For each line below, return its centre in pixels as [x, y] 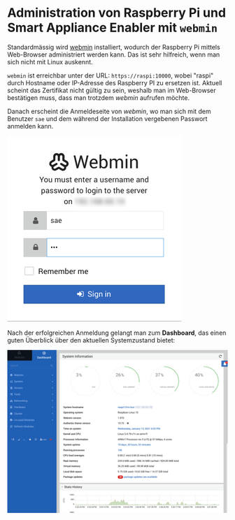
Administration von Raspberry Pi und [116, 13]
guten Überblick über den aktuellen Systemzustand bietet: [91, 340]
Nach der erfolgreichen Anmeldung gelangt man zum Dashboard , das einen [117, 333]
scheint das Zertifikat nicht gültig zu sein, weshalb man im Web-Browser [112, 90]
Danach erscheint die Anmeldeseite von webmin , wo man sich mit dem [109, 111]
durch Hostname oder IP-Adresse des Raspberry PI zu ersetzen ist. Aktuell [115, 82]
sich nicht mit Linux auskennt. [50, 62]
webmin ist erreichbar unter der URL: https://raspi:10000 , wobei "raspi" [111, 75]
